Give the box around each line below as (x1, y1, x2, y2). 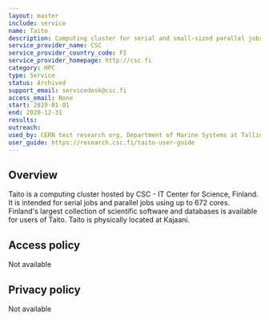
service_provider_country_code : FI (8, 49, 127, 57)
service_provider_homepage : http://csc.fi (8, 57, 152, 65)
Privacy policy (8, 282, 82, 297)
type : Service (8, 71, 56, 79)
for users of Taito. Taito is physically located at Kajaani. (8, 215, 191, 225)
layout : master (8, 11, 59, 20)
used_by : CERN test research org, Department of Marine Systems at (8, 131, 239, 139)
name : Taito (8, 26, 48, 34)
